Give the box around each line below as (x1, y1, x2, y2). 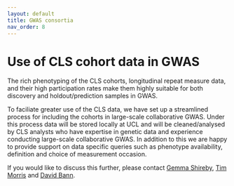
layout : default (7, 10, 55, 18)
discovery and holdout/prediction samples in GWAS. (7, 92, 158, 100)
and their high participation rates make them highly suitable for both (7, 84, 203, 93)
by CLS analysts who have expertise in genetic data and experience (7, 128, 203, 136)
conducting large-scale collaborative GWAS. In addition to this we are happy (7, 135, 228, 144)
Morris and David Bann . (7, 171, 76, 180)
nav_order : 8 (7, 23, 46, 30)
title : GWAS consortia (7, 17, 74, 24)
